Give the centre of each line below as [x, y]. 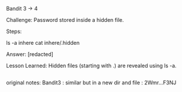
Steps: [14, 31]
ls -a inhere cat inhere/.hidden [43, 43]
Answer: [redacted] [30, 54]
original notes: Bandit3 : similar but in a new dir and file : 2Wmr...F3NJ [91, 83]
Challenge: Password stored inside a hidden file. [65, 20]
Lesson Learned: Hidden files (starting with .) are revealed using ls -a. [91, 65]
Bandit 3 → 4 [22, 9]
